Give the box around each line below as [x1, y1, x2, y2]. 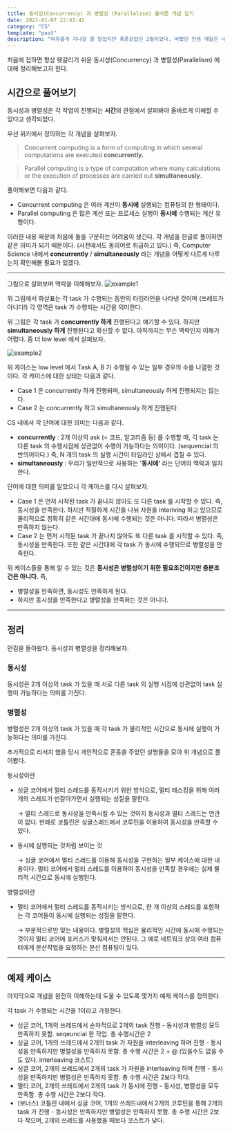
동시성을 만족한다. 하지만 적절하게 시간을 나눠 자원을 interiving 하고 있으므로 [17, 506, 222, 514]
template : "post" [7, 29, 57, 37]
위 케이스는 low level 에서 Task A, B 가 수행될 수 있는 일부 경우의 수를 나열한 [7, 362, 213, 371]
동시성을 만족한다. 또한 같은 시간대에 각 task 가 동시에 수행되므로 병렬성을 [17, 540, 215, 549]
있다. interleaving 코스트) [24, 1056, 94, 1064]
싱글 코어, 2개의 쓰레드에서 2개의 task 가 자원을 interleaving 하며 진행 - [17, 1065, 211, 1073]
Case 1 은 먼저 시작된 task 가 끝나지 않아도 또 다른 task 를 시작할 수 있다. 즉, [17, 497, 223, 505]
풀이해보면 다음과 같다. [7, 185, 68, 194]
